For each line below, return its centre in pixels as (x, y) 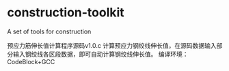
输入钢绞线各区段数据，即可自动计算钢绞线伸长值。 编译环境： (100, 54)
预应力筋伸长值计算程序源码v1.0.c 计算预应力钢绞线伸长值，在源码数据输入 (112, 45)
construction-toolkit (66, 13)
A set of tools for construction (49, 31)
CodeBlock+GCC (31, 61)
